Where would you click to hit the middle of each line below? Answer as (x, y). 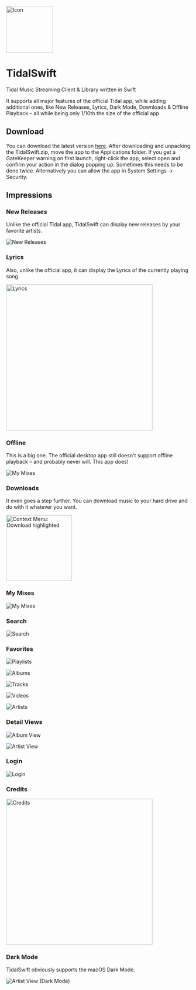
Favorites (20, 648)
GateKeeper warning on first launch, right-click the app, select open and (93, 158)
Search (17, 621)
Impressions (29, 195)
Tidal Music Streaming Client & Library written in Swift (71, 89)
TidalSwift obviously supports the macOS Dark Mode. (71, 970)
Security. (17, 177)
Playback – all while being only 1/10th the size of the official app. (83, 113)
